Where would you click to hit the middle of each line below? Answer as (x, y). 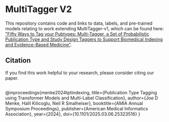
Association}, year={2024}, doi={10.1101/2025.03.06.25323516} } (73, 114)
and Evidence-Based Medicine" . (39, 44)
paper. (12, 78)
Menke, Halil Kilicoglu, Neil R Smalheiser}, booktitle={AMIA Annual (74, 103)
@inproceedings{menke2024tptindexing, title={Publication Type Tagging (81, 93)
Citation (18, 61)
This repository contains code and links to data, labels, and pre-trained (79, 23)
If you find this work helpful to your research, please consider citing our (80, 73)
